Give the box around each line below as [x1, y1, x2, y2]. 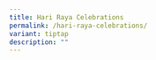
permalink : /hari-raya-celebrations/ [9, 21, 148, 30]
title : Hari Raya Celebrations [9, 12, 124, 22]
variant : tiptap [9, 29, 69, 38]
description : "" [9, 37, 69, 47]
